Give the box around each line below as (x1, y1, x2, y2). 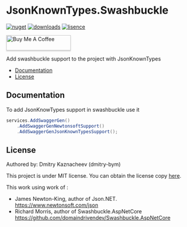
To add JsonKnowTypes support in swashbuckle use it (6, 106, 140, 113)
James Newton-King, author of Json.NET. (14, 196, 118, 203)
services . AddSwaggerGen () (6, 117, 70, 124)
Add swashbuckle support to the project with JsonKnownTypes (6, 55, 161, 62)
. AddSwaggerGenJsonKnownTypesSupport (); (17, 128, 118, 134)
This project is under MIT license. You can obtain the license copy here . (6, 172, 182, 179)
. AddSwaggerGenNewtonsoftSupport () (17, 123, 105, 129)
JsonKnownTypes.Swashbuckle (6, 4, 169, 17)
